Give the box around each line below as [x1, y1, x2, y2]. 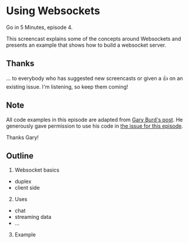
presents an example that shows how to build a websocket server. [6, 41, 167, 48]
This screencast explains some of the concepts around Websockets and [6, 35, 181, 42]
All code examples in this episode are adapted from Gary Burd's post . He [6, 116, 183, 123]
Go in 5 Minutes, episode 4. [6, 24, 73, 31]
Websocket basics [14, 167, 60, 174]
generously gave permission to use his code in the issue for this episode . [6, 122, 184, 129]
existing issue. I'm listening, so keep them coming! [6, 83, 128, 90]
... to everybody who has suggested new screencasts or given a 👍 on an [6, 74, 184, 82]
